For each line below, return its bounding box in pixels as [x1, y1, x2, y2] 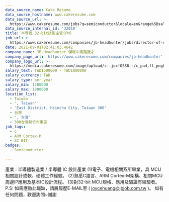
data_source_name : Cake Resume [5, 7, 71, 13]
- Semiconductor [10, 148, 44, 153]
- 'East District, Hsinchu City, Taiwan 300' [10, 106, 107, 111]
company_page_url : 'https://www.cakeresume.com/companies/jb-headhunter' [5, 54, 163, 59]
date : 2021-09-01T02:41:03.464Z [5, 45, 73, 50]
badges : [5, 143, 22, 148]
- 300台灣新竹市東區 [10, 119, 48, 125]
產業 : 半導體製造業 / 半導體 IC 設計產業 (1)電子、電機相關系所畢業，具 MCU [5, 166, 161, 172]
